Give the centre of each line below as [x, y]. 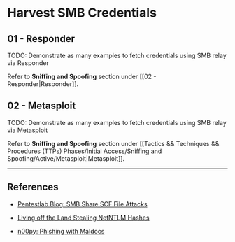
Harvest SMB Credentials [82, 13]
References [33, 187]
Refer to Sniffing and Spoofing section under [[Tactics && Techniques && [113, 143]
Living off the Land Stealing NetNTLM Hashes [83, 218]
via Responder [28, 63]
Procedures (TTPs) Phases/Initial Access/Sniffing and [85, 151]
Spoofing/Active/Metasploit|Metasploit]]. [66, 158]
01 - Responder [41, 39]
